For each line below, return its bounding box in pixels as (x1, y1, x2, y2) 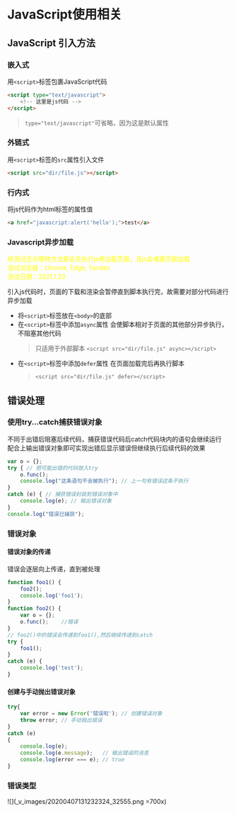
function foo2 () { (7, 605, 61, 612)
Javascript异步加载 (7, 237, 74, 247)
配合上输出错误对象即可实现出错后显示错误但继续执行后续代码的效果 (7, 444, 206, 452)
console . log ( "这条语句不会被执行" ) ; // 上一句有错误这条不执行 (20, 478, 189, 485)
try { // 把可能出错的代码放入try (7, 464, 98, 471)
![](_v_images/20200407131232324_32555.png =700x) (7, 797, 167, 806)
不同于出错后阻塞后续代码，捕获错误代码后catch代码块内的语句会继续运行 (7, 434, 222, 443)
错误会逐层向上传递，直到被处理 (7, 564, 100, 573)
